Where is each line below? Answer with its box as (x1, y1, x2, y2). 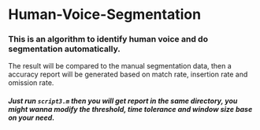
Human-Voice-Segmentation (8, 6, 202, 24)
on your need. (8, 113, 55, 123)
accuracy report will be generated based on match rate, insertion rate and (8, 69, 248, 80)
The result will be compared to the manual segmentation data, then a (8, 61, 232, 71)
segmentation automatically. (8, 43, 121, 54)
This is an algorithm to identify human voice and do (8, 34, 209, 45)
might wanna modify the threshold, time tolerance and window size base (8, 105, 253, 114)
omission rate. (8, 78, 54, 87)
